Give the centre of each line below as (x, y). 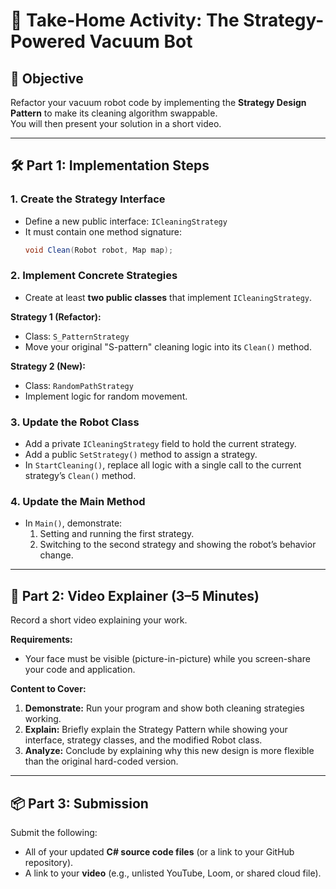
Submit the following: (54, 833)
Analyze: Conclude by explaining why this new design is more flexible (169, 751)
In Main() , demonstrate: (73, 523)
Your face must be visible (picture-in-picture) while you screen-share (167, 659)
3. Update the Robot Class (75, 422)
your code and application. (80, 670)
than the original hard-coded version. (101, 761)
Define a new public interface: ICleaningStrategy (126, 221)
